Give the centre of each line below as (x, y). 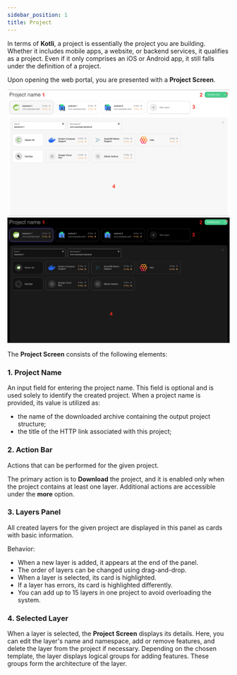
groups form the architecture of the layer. (67, 664)
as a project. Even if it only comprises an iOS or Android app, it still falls (111, 58)
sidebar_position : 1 (38, 15)
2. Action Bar (30, 450)
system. (29, 599)
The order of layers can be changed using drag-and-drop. (102, 570)
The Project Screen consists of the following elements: (87, 354)
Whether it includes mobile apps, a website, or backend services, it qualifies (118, 51)
